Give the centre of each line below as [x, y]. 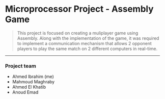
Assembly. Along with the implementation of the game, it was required [88, 38]
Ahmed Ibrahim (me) [33, 76]
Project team [21, 66]
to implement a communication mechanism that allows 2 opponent [84, 43]
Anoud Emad [25, 92]
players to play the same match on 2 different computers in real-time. [87, 49]
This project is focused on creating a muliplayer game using [78, 33]
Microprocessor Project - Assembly [79, 9]
